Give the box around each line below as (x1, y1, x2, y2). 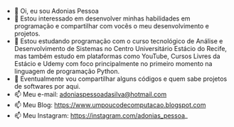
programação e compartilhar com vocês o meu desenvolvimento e (14, 22, 210, 30)
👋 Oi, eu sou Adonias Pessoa (14, 7, 100, 15)
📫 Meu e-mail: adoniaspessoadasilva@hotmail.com (14, 90, 167, 99)
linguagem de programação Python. (14, 67, 119, 75)
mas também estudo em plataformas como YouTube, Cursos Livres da (14, 52, 220, 60)
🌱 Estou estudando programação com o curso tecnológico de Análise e (14, 37, 223, 45)
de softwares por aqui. (14, 82, 80, 90)
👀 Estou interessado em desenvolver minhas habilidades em (14, 14, 191, 23)
